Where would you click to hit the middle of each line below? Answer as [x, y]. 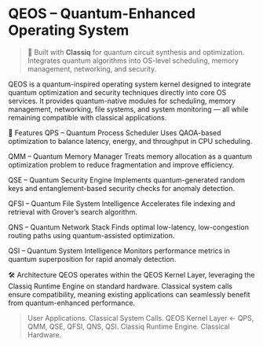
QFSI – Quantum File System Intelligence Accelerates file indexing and [122, 203]
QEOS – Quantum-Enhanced [102, 14]
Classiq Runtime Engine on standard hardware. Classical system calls [121, 286]
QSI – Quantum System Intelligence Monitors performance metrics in [119, 250]
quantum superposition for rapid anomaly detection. [92, 259]
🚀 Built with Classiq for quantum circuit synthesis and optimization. [136, 52]
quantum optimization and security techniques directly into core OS [117, 92]
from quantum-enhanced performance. [72, 303]
